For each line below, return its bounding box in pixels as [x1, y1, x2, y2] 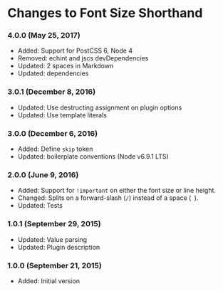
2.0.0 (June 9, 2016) [7, 170, 79, 179]
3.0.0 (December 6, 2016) [7, 128, 98, 138]
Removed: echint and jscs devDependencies [17, 54, 149, 63]
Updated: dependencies [17, 69, 89, 78]
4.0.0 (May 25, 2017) [7, 31, 81, 41]
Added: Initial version [17, 276, 81, 285]
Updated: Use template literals [17, 110, 107, 119]
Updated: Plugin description [17, 243, 100, 251]
